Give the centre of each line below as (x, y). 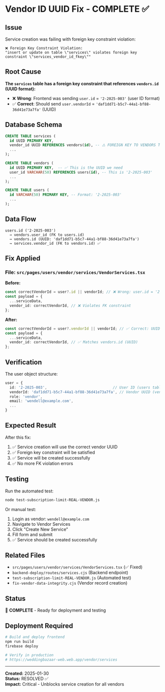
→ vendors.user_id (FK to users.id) (47, 235)
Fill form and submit (32, 534)
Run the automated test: (29, 491)
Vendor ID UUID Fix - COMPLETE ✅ (77, 9)
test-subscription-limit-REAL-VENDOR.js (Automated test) (72, 578)
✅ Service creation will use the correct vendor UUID (65, 447)
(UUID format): (20, 89)
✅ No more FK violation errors (43, 463)
